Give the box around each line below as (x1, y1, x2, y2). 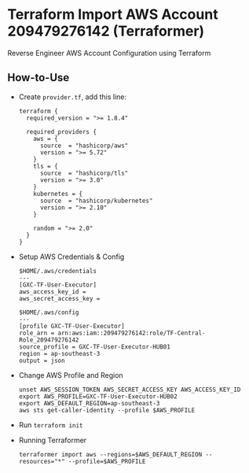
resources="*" (18, 457, 65, 465)
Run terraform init (18, 419, 83, 430)
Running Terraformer (18, 435, 87, 445)
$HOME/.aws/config (18, 309, 79, 316)
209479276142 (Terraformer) (7, 22, 205, 40)
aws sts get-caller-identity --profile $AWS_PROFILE (18, 406, 196, 414)
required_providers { (26, 127, 97, 135)
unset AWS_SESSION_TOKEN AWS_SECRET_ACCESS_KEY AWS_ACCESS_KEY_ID (18, 386, 241, 394)
